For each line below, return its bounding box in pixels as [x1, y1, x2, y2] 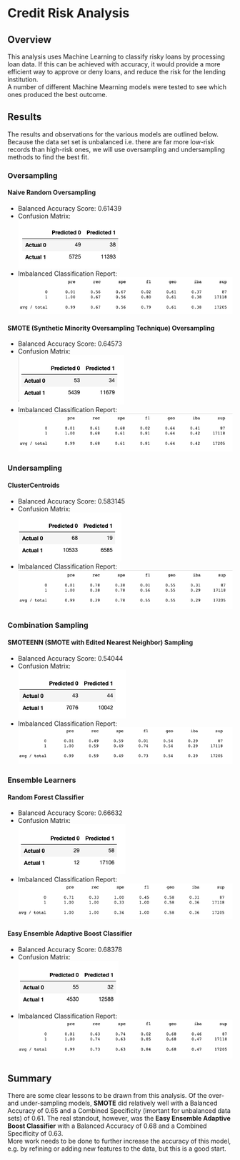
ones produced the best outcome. [7, 91, 108, 99]
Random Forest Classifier [7, 793, 84, 801]
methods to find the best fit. [7, 152, 89, 161]
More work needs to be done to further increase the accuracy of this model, [7, 1137, 231, 1146]
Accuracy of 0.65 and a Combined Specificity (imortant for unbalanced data [7, 1106, 231, 1115]
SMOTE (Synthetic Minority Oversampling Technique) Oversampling [7, 324, 215, 332]
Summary [7, 1072, 52, 1084]
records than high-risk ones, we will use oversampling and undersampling [7, 145, 225, 154]
